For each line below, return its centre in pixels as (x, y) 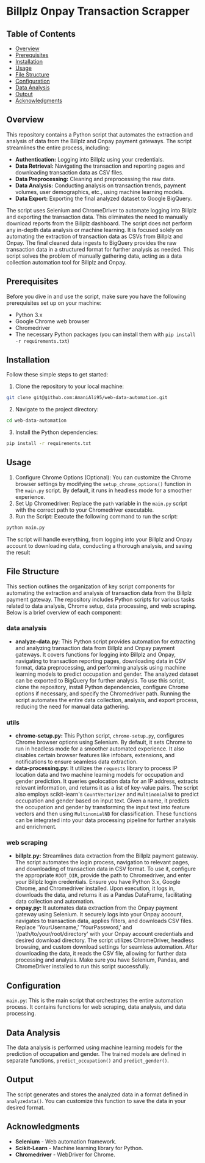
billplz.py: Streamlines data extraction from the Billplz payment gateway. (106, 856)
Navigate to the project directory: (57, 409)
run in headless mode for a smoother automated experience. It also (99, 749)
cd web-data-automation (37, 421)
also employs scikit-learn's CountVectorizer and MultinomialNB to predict (107, 795)
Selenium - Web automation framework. (66, 1141)
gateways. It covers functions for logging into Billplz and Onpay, (95, 654)
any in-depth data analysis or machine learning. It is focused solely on (95, 230)
